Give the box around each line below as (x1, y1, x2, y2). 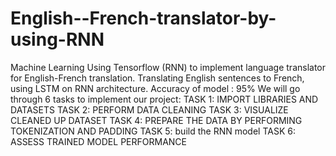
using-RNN (10, 28, 105, 51)
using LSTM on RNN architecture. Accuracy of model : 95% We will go (10, 82, 301, 94)
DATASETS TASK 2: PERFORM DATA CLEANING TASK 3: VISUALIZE (10, 103, 289, 116)
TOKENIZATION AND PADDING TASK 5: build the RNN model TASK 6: (10, 125, 296, 137)
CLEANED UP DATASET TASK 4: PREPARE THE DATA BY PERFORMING (10, 114, 303, 126)
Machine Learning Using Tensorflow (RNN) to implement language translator (10, 61, 327, 73)
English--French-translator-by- (10, 7, 277, 30)
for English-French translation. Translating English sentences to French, (10, 72, 305, 84)
